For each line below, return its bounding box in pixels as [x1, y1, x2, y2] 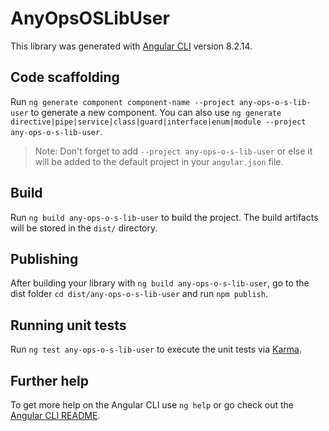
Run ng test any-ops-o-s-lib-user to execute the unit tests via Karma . [10, 343, 302, 356]
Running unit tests [10, 317, 127, 334]
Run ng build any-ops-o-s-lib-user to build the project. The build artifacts [10, 211, 319, 223]
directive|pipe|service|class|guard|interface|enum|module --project [10, 117, 307, 127]
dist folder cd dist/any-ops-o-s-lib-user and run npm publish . [10, 288, 268, 300]
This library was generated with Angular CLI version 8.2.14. [10, 40, 253, 52]
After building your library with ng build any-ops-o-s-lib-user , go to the [10, 277, 310, 289]
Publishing [10, 250, 79, 267]
